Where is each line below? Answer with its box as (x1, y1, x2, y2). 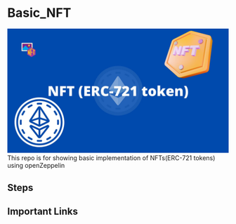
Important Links (7, 206, 79, 218)
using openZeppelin (7, 162, 65, 170)
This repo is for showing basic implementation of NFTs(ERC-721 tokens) (7, 154, 216, 162)
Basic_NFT (7, 5, 72, 21)
